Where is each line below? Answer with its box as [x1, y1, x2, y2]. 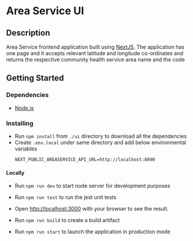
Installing [6, 119, 34, 127]
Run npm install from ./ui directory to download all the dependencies [14, 132, 187, 140]
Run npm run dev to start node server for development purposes [14, 182, 171, 189]
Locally [6, 169, 25, 176]
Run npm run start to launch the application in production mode [14, 228, 171, 235]
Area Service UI [6, 4, 84, 18]
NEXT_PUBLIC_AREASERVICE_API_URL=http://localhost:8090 [14, 156, 155, 162]
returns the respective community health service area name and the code [6, 56, 185, 63]
